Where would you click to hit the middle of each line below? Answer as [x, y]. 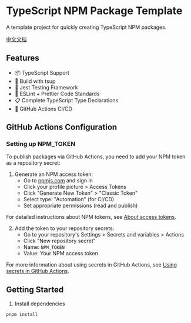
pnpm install [22, 315]
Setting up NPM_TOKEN [41, 144]
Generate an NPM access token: [54, 174]
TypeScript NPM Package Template [94, 11]
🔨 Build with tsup [35, 81]
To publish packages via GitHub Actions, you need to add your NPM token [96, 156]
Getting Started [35, 289]
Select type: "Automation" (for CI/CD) [69, 199]
